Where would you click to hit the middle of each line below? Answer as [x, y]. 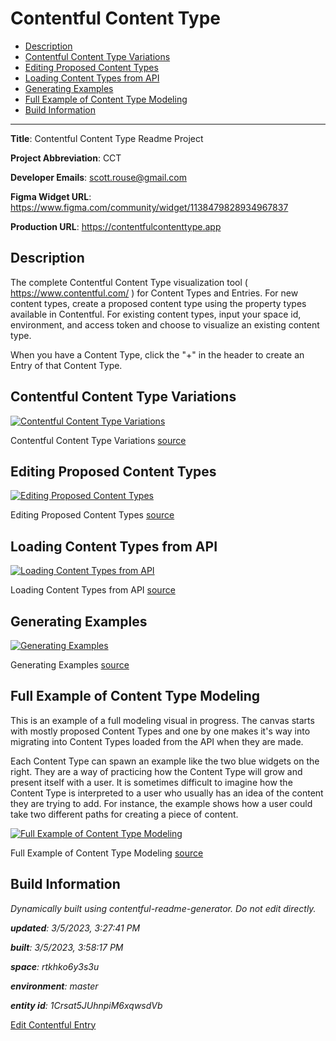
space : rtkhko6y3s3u [55, 966]
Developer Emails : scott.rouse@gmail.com [99, 177]
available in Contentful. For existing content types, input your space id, [156, 314]
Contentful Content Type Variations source [98, 440]
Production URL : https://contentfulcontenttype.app [116, 226]
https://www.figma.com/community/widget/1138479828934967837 [149, 207]
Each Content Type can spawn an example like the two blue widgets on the [165, 761]
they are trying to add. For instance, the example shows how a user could [161, 803]
